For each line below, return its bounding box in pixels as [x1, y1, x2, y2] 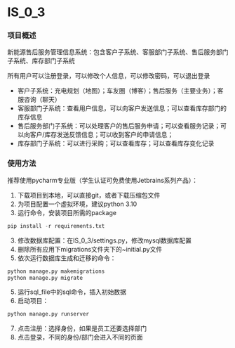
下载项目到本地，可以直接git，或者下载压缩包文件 [17, 191, 161, 199]
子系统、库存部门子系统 [7, 57, 75, 65]
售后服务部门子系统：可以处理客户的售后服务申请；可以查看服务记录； [17, 122, 221, 130]
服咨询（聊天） [17, 96, 61, 104]
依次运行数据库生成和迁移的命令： [17, 254, 116, 262]
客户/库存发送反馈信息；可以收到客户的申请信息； [29, 131, 174, 139]
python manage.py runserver [7, 311, 90, 318]
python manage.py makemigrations [7, 268, 105, 275]
